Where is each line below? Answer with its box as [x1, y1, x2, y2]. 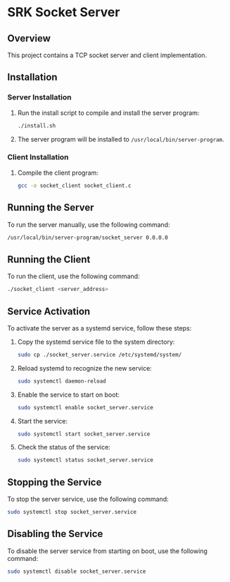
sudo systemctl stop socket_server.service [7, 509, 137, 516]
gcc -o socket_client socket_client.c [17, 182, 132, 189]
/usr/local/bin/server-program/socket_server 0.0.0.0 [7, 234, 169, 241]
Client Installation [7, 152, 69, 162]
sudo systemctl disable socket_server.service [7, 568, 146, 575]
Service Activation [7, 305, 91, 317]
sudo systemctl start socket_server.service [17, 431, 151, 438]
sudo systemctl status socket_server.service [17, 457, 153, 464]
